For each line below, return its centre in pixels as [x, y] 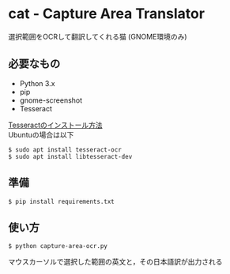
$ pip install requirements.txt [61, 201]
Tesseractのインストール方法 [55, 125]
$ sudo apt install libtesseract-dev [70, 156]
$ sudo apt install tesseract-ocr [65, 150]
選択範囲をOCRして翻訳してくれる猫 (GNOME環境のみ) [98, 36]
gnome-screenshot [51, 100]
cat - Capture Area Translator [107, 14]
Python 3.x [37, 83]
